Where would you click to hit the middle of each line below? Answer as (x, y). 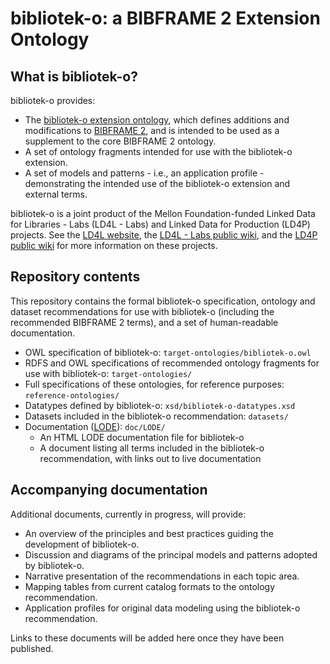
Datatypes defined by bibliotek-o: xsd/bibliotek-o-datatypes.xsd (160, 405)
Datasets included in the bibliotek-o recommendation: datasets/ (156, 416)
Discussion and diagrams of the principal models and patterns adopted (171, 554)
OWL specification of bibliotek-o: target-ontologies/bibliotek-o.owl (168, 352)
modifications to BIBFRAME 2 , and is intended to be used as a (152, 130)
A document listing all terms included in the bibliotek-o (152, 448)
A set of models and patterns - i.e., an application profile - (144, 173)
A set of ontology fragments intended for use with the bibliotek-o (158, 151)
